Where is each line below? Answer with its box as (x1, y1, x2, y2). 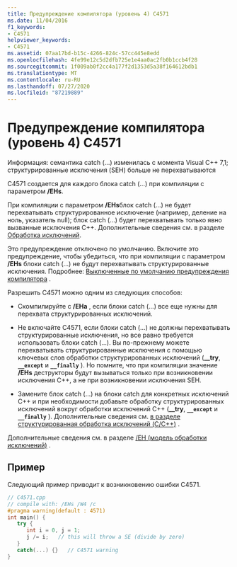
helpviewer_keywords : (7, 37, 71, 44)
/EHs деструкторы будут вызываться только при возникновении (17, 369, 214, 377)
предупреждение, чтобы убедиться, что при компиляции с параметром (7, 252, 226, 260)
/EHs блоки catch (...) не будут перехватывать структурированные (7, 260, 209, 268)
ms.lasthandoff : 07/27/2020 (7, 83, 91, 90)
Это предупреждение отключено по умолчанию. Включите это (7, 245, 200, 253)
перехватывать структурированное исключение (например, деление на (7, 208, 226, 217)
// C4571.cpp (7, 493, 46, 501)
